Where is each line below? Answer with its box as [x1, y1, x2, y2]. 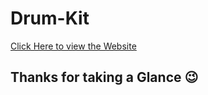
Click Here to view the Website [10, 40, 137, 52]
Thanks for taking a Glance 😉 [10, 69, 199, 86]
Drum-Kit [10, 7, 90, 30]
